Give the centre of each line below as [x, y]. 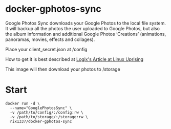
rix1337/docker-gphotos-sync [41, 121]
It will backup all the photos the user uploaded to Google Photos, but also [83, 28]
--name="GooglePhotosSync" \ [41, 108]
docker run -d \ [23, 103]
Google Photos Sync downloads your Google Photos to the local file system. [86, 23]
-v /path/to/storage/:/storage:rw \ [49, 117]
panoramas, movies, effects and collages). [50, 39]
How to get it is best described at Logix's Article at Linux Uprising [74, 59]
